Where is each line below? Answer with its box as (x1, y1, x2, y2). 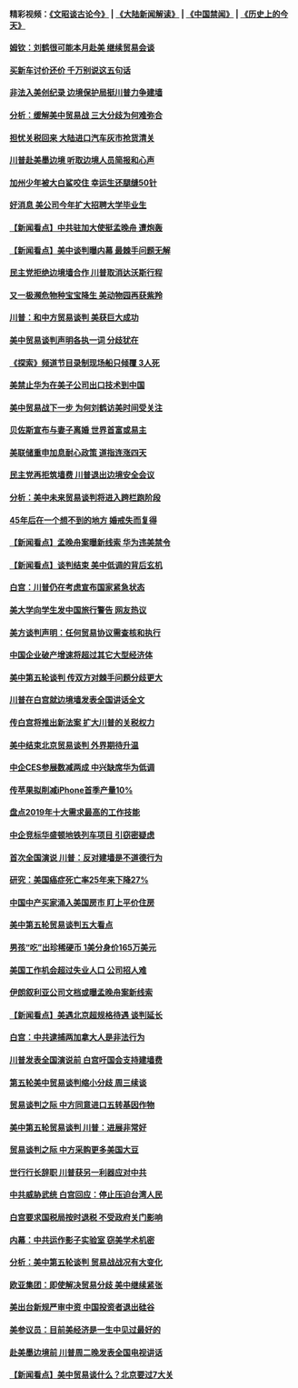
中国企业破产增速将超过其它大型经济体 (9, 650, 153, 661)
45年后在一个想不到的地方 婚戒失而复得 (9, 514, 157, 525)
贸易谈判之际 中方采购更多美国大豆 (9, 1144, 139, 1155)
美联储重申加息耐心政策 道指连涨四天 (9, 446, 147, 458)
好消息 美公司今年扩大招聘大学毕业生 (9, 200, 147, 211)
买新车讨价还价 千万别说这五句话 (9, 65, 132, 75)
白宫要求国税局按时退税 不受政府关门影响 (9, 1212, 164, 1223)
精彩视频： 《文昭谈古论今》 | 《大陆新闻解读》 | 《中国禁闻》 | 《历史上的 (9, 8, 281, 19)
